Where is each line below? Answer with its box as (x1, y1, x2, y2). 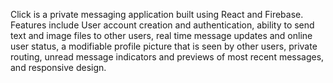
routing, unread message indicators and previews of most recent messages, (10, 51, 325, 63)
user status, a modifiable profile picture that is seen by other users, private (10, 40, 318, 52)
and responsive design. (10, 62, 107, 73)
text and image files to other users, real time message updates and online (10, 30, 313, 41)
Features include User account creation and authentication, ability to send (10, 19, 315, 31)
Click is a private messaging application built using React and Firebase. (10, 9, 304, 20)
